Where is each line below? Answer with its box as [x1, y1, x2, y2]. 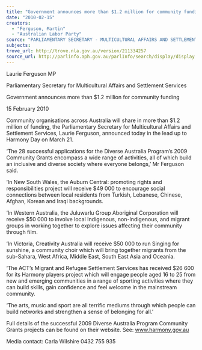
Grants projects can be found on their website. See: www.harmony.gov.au [6, 326, 189, 333]
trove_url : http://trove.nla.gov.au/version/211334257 [6, 48, 147, 54]
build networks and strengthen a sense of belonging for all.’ [6, 308, 154, 315]
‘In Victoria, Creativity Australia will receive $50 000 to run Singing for [6, 240, 179, 247]
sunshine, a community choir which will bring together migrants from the [6, 246, 186, 253]
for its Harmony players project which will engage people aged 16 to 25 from [6, 271, 196, 278]
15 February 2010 [6, 105, 49, 112]
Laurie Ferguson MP [6, 70, 57, 77]
